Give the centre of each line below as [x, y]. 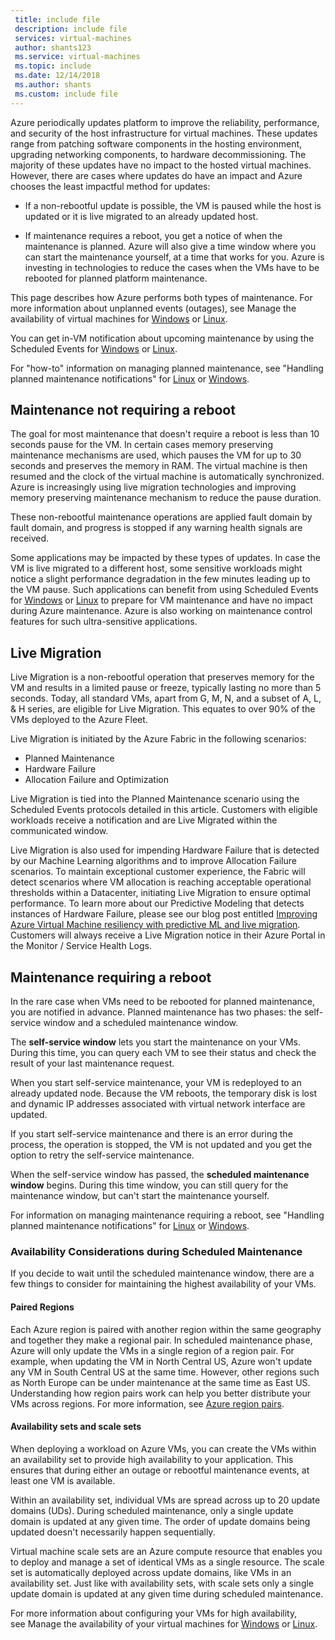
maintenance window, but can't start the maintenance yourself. [140, 1196]
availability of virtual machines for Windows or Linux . [119, 318]
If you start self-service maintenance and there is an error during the [151, 1134]
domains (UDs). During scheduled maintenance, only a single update [152, 1510]
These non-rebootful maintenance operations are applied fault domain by [161, 517]
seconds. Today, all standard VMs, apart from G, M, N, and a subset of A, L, [166, 698]
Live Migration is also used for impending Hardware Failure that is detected [165, 850]
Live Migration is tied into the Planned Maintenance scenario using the [155, 799]
